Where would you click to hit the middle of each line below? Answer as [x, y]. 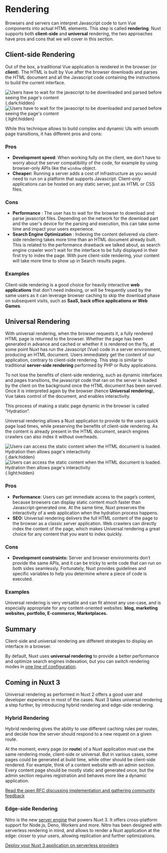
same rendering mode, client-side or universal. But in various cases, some [82, 754]
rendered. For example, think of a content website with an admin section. [80, 765]
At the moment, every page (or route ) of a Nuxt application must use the [80, 749]
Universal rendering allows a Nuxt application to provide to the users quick [82, 421]
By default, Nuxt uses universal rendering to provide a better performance [82, 656]
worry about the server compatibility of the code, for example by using [85, 163]
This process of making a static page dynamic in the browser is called [77, 406]
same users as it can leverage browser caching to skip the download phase [83, 295]
